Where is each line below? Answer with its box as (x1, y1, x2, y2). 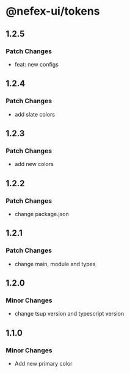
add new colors (14, 161, 54, 168)
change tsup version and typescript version (14, 310, 125, 317)
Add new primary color (14, 360, 73, 367)
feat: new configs (14, 60, 59, 68)
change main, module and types (14, 260, 96, 267)
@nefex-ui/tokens (5, 4, 100, 18)
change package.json (14, 210, 70, 217)
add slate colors (14, 110, 56, 118)
